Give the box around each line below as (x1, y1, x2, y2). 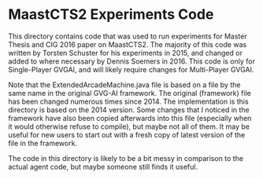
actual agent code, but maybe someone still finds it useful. (8, 162, 198, 171)
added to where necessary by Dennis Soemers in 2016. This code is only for (8, 57, 256, 66)
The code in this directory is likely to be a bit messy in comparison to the (8, 153, 244, 163)
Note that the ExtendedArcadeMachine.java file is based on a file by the (8, 80, 241, 89)
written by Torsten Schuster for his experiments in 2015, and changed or (8, 48, 243, 57)
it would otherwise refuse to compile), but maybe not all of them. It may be (8, 122, 250, 131)
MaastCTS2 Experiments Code (8, 5, 214, 24)
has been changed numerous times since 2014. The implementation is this (8, 97, 250, 106)
